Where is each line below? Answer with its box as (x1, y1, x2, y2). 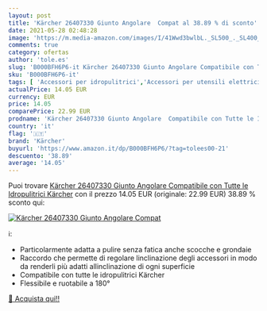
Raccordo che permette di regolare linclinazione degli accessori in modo (19, 253, 257, 263)
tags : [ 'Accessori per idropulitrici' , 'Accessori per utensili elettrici (8, 78, 261, 86)
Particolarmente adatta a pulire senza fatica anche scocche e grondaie (19, 245, 252, 255)
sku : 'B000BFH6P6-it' (8, 71, 80, 79)
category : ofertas (8, 48, 69, 56)
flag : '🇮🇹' (8, 129, 48, 137)
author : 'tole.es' (8, 56, 69, 64)
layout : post (8, 11, 52, 20)
